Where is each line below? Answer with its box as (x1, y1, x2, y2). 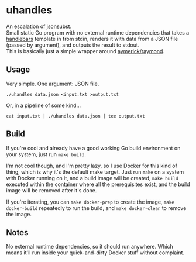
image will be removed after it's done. (6, 187, 97, 194)
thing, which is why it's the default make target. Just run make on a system (6, 168, 184, 175)
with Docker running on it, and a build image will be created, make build (6, 174, 178, 181)
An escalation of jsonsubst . (6, 23, 72, 30)
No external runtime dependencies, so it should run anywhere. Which (6, 243, 174, 250)
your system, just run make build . (6, 150, 86, 158)
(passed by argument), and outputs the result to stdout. (6, 42, 140, 49)
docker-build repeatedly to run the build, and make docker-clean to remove (6, 204, 187, 211)
